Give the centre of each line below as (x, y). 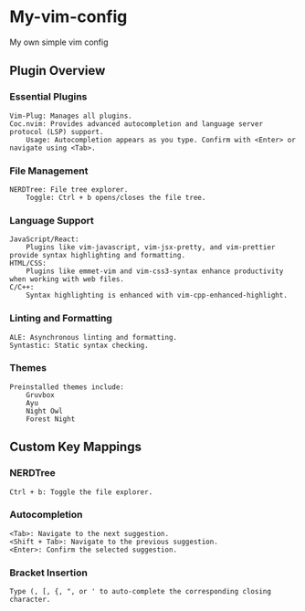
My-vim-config (68, 17)
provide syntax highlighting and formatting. (97, 256)
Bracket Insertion (49, 573)
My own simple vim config (59, 42)
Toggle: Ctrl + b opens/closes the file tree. (116, 197)
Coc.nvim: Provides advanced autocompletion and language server (136, 124)
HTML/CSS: (28, 263)
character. (30, 600)
